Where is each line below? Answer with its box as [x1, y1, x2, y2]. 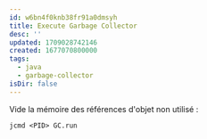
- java [17, 63, 42, 72]
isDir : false [9, 79, 58, 88]
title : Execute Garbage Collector [9, 21, 138, 30]
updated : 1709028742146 [9, 37, 98, 47]
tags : [9, 54, 29, 63]
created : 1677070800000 [9, 46, 98, 55]
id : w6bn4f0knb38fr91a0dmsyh [9, 12, 118, 22]
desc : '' [9, 29, 42, 38]
